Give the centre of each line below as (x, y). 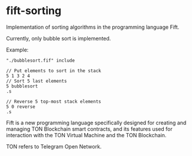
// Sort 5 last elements (37, 81)
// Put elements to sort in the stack (54, 71)
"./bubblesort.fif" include (41, 60)
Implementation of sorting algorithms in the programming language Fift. (93, 27)
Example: (17, 50)
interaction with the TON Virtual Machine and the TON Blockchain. (86, 135)
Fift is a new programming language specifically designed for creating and (96, 123)
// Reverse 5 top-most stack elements (54, 101)
